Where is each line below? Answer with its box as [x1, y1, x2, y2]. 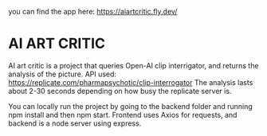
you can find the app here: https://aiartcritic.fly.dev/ [8, 7, 178, 16]
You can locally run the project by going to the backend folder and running [8, 101, 253, 111]
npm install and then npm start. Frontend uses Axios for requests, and [8, 110, 238, 119]
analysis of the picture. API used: [8, 69, 117, 79]
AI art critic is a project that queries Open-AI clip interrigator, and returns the [8, 60, 259, 70]
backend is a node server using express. [8, 119, 142, 128]
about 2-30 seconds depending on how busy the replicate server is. [8, 86, 232, 95]
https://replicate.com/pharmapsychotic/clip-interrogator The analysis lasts [8, 77, 253, 87]
